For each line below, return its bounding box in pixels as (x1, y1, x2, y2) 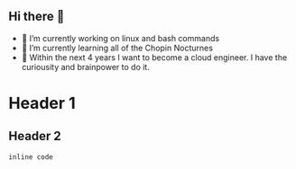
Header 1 (8, 93, 76, 113)
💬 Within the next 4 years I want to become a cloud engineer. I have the (21, 51, 288, 63)
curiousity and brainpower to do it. (21, 61, 150, 72)
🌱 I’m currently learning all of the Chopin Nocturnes (21, 42, 214, 53)
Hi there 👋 (8, 9, 65, 24)
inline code (8, 152, 53, 162)
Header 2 (8, 129, 62, 144)
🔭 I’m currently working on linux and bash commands (21, 32, 220, 43)
